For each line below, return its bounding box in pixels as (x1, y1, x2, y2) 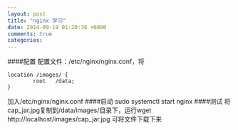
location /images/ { (7, 72, 69, 79)
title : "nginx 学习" (7, 17, 66, 24)
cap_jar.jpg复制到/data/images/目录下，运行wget (7, 106, 152, 114)
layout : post (7, 10, 46, 18)
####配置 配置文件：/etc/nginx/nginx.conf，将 (7, 58, 145, 66)
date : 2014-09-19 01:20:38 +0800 (7, 23, 107, 31)
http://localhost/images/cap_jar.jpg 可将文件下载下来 (7, 115, 162, 124)
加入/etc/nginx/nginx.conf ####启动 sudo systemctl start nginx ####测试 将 (7, 97, 231, 106)
